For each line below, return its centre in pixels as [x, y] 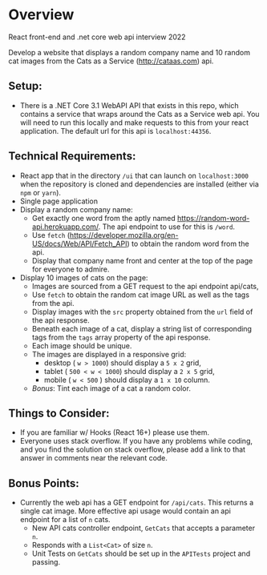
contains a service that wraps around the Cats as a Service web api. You [140, 114]
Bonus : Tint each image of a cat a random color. [111, 388]
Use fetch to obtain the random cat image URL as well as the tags [141, 295]
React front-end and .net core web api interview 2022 [97, 37]
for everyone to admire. [71, 269]
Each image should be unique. [82, 345]
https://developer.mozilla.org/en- [124, 235]
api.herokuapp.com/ [65, 227]
